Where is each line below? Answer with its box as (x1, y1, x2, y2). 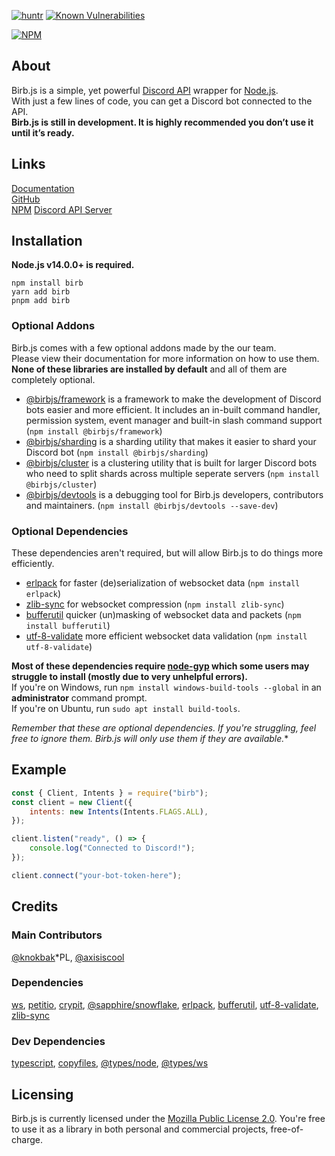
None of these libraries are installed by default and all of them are (11, 363, 288, 375)
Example (11, 761, 67, 779)
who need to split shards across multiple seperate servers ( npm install (25, 467, 320, 479)
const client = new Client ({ (11, 797, 133, 807)
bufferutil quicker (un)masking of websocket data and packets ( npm (25, 609, 302, 621)
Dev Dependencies (11, 1034, 106, 1048)
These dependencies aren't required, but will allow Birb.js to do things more (11, 547, 324, 559)
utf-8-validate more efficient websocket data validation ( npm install (25, 630, 308, 642)
